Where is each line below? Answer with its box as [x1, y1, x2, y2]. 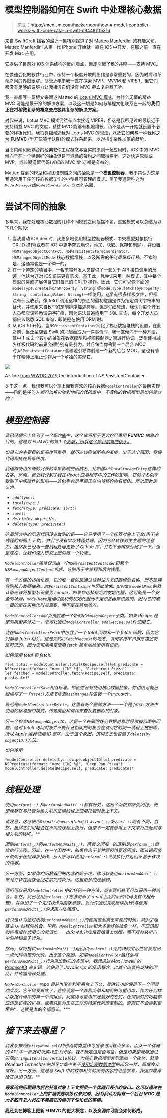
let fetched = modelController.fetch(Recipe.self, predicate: [5, 671, 136, 676]
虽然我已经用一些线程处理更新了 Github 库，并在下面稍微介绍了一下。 [13, 543, 156, 550]
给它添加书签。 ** [5, 1074, 41, 1080]
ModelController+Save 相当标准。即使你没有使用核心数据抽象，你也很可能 [5, 684, 154, 690]
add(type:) [12, 495, 35, 500]
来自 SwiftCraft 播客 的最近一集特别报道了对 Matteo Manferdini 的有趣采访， [5, 38, 159, 44]
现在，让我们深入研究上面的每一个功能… [9, 550, 92, 556]
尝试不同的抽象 [5, 201, 66, 213]
